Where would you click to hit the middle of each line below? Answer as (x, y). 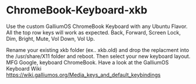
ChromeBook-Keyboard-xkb (77, 10)
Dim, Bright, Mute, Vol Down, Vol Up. (51, 38)
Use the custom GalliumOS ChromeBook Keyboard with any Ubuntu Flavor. (97, 26)
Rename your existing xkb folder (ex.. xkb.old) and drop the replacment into (98, 50)
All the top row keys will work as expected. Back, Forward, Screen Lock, (94, 32)
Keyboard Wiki (24, 68)
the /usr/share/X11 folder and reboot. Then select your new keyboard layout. (98, 56)
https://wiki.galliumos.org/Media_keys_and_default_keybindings (83, 75)
